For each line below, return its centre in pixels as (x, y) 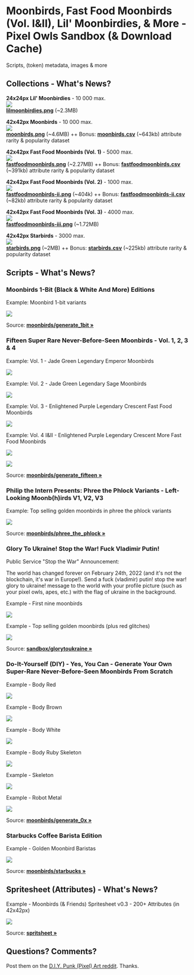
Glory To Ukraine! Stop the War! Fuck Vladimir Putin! (83, 549)
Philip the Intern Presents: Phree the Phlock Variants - (85, 490)
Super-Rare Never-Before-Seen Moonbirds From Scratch (90, 671)
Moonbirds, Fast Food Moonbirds (89, 11)
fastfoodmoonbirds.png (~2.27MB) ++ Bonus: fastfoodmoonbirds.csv (93, 164)
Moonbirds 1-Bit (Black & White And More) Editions (80, 290)
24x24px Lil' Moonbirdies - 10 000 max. (56, 98)
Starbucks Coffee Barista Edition (54, 836)
